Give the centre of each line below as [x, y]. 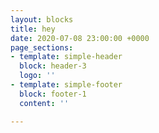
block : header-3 [53, 66]
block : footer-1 [53, 94]
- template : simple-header [66, 57]
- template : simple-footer [66, 85]
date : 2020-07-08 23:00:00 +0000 [80, 38]
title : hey [33, 29]
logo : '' [37, 76]
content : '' [44, 103]
